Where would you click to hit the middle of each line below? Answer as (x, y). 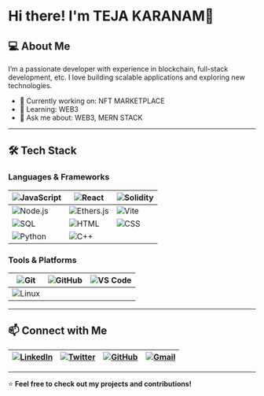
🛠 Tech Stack (42, 151)
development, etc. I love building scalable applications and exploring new (126, 77)
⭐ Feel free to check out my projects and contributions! (100, 383)
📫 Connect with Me (58, 331)
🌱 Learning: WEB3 (49, 109)
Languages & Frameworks (59, 177)
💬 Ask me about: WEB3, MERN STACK (81, 118)
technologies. (30, 85)
